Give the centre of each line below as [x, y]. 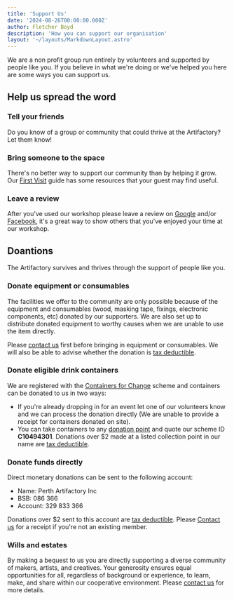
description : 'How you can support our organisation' [88, 33]
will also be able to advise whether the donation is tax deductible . [102, 352]
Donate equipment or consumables [68, 286]
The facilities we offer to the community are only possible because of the [113, 301]
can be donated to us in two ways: [57, 393]
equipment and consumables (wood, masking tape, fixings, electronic [108, 309]
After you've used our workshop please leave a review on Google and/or [112, 214]
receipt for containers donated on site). [74, 421]
